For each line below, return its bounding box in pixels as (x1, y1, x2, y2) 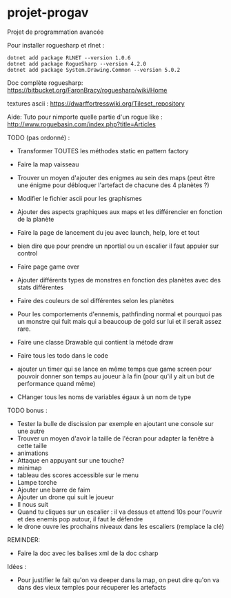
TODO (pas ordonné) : (7, 133, 70, 142)
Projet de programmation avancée (7, 28, 104, 36)
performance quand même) (17, 379, 96, 387)
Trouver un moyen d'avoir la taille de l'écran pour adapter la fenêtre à (17, 434, 214, 443)
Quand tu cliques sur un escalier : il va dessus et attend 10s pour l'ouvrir (17, 508, 223, 516)
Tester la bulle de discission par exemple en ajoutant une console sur (17, 419, 214, 427)
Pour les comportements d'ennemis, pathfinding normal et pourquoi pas (17, 309, 223, 318)
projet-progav (7, 5, 89, 21)
